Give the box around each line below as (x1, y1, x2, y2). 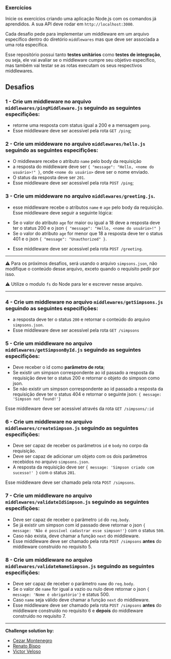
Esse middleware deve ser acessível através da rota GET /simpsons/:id (5, 405, 154, 411)
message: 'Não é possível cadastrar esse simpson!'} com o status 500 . (12, 527, 165, 533)
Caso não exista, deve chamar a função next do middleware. (12, 533, 140, 539)
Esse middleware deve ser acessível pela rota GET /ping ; (12, 127, 132, 133)
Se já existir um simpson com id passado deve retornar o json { (12, 521, 146, 528)
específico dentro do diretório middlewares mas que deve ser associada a (5, 36, 159, 42)
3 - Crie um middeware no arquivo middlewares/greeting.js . (5, 193, 155, 200)
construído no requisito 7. (12, 613, 66, 619)
